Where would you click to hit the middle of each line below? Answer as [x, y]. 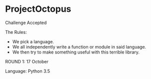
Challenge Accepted [26, 23]
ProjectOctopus [38, 9]
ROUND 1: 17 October [27, 61]
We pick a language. [33, 41]
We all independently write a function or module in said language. [79, 47]
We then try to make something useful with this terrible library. [76, 52]
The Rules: [16, 32]
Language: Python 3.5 [28, 71]
